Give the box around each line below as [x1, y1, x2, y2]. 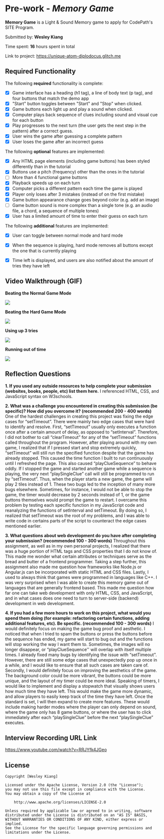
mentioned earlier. [5, 523, 42, 529]
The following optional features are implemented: [5, 148, 105, 155]
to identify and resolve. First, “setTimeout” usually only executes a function [5, 424, 157, 430]
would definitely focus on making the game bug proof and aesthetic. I [5, 625, 145, 632]
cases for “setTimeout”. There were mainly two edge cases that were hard [5, 418, 155, 424]
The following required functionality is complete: [5, 80, 104, 86]
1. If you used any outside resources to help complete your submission [5, 383, 152, 389]
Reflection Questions [5, 370, 71, 378]
